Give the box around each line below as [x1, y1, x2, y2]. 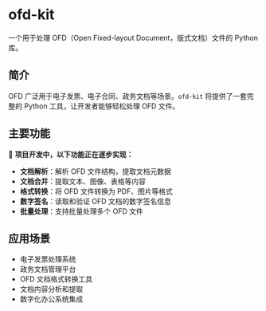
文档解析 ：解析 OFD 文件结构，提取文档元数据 [19, 166, 171, 176]
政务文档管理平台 [19, 265, 76, 274]
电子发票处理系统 [19, 254, 76, 264]
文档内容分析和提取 [19, 285, 84, 294]
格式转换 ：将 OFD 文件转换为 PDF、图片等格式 [19, 186, 173, 196]
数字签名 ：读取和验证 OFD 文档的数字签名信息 [19, 196, 171, 206]
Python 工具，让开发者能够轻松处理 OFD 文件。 [23, 101, 180, 111]
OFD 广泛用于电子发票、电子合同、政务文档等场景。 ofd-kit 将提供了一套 [8, 91, 248, 100]
